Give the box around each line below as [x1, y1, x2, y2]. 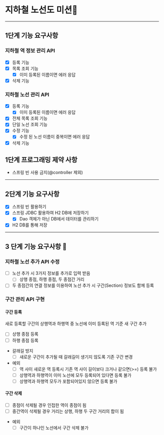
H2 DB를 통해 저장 [12, 222, 48, 228]
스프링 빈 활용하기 [12, 204, 46, 210]
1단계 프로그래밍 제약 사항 [5, 156, 78, 164]
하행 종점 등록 [12, 337, 39, 343]
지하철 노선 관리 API [5, 91, 50, 98]
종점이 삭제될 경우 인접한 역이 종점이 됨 [12, 402, 87, 408]
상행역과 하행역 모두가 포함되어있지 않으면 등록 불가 [19, 378, 118, 384]
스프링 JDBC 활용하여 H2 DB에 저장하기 [12, 210, 89, 216]
